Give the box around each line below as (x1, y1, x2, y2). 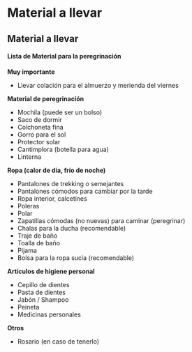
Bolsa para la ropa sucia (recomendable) (17, 253, 135, 262)
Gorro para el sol (17, 130, 66, 139)
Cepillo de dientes (17, 280, 70, 289)
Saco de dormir (17, 115, 63, 123)
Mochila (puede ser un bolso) (17, 108, 103, 116)
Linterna (17, 152, 42, 161)
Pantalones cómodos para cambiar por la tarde (17, 187, 153, 195)
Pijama (17, 246, 37, 254)
